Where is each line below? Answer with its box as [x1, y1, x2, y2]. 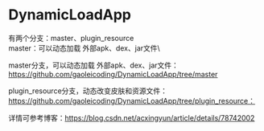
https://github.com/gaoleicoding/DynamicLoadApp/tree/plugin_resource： [8, 96, 256, 105]
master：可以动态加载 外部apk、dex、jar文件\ [8, 43, 161, 53]
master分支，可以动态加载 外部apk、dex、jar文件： [8, 60, 179, 70]
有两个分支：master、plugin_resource [8, 33, 134, 43]
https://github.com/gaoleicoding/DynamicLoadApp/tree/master [8, 69, 218, 79]
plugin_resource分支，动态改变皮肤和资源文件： [8, 86, 167, 96]
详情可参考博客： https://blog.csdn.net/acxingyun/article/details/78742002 [8, 113, 255, 122]
